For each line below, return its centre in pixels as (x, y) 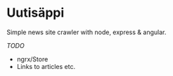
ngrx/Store (32, 59)
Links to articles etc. (46, 66)
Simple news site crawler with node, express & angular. (86, 32)
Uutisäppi (36, 13)
